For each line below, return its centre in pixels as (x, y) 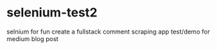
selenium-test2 (52, 13)
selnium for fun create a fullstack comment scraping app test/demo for (108, 32)
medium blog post (32, 38)
